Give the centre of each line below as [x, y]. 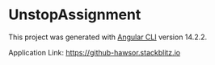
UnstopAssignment [75, 15]
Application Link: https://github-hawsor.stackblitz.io [94, 52]
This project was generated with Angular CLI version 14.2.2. [108, 37]
